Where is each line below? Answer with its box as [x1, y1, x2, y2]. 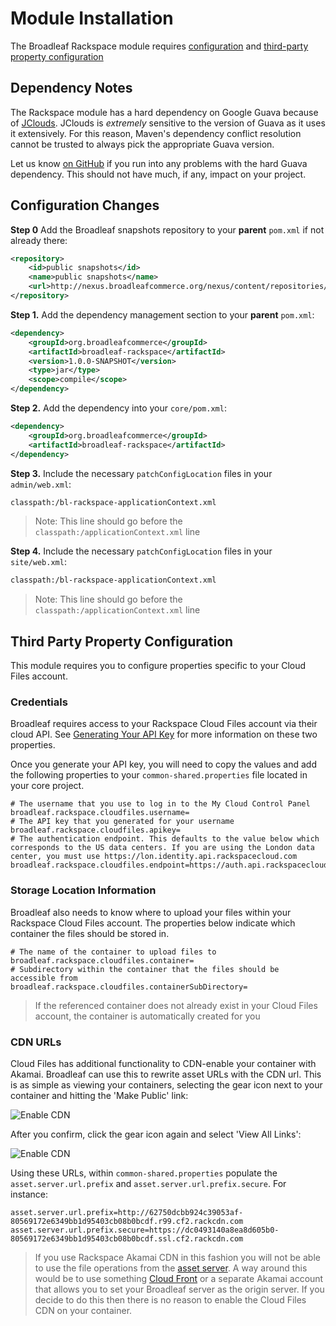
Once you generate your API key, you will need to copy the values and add [10, 758, 317, 771]
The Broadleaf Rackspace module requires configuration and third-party [10, 40, 309, 52]
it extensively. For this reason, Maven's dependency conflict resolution [10, 127, 302, 139]
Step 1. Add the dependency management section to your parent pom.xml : [10, 308, 315, 321]
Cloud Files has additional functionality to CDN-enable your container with [10, 1058, 317, 1070]
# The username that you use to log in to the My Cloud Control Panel [10, 799, 311, 809]
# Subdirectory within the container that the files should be [10, 964, 280, 974]
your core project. [10, 780, 85, 792]
